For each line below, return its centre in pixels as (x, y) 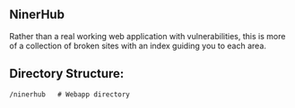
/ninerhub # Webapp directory (69, 94)
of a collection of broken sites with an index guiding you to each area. (138, 46)
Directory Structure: (67, 74)
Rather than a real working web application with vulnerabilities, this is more (147, 36)
